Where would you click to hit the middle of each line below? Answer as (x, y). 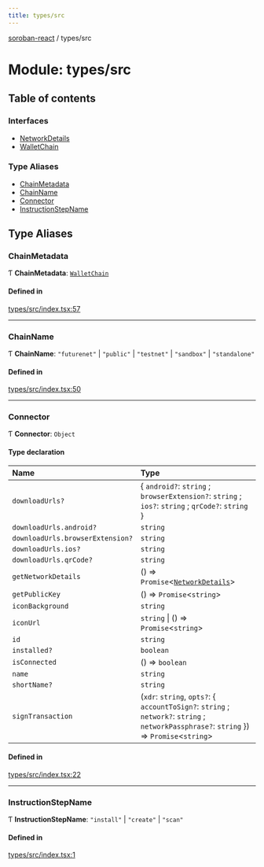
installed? (32, 650)
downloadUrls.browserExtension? (73, 538)
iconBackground (40, 606)
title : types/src (37, 15)
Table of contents (52, 99)
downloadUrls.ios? (46, 549)
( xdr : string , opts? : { (178, 696)
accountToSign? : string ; (185, 707)
